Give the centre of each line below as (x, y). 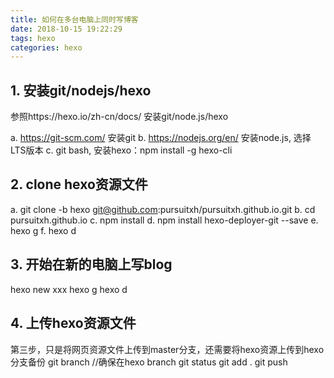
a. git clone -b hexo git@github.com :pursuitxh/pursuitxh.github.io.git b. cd (163, 209)
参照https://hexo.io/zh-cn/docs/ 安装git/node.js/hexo (119, 117)
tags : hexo (33, 38)
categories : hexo (46, 47)
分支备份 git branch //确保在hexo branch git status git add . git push (149, 362)
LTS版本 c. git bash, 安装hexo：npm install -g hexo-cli (121, 150)
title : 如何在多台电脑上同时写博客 (74, 19)
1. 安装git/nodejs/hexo (81, 90)
